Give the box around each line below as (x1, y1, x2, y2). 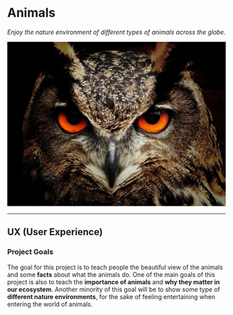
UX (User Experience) (7, 226, 103, 238)
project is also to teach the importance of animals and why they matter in (7, 277, 221, 286)
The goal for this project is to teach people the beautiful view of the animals (7, 263, 223, 271)
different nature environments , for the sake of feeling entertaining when (7, 292, 216, 300)
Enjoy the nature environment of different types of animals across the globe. (7, 28, 226, 36)
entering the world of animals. (7, 300, 93, 308)
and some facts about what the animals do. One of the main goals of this (7, 270, 216, 279)
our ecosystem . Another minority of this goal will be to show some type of (7, 285, 221, 293)
